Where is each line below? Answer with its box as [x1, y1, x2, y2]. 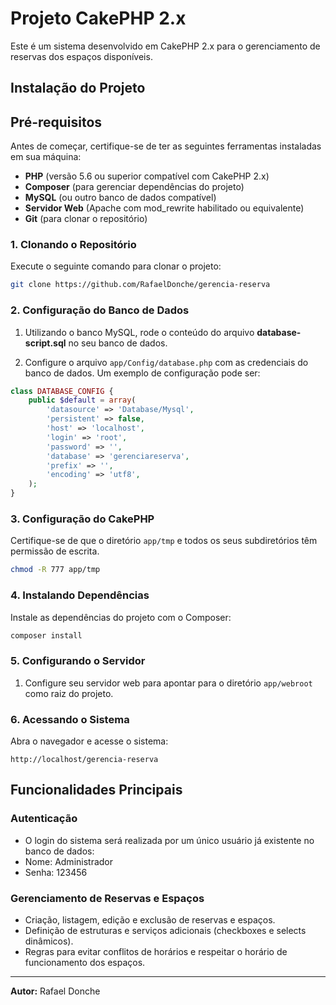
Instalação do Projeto [10, 80, 146, 97]
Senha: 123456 [24, 866, 88, 878]
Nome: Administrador [24, 855, 114, 867]
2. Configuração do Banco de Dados [10, 303, 190, 317]
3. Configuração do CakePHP [10, 512, 155, 526]
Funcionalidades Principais [10, 782, 183, 799]
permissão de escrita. [10, 545, 100, 557]
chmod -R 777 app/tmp [10, 565, 101, 575]
